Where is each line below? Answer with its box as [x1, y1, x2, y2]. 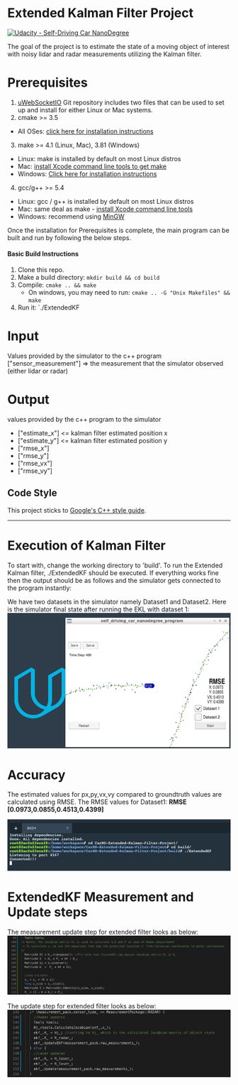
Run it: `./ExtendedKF [17, 303, 80, 312]
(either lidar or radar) [7, 367, 69, 376]
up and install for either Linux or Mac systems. [17, 105, 154, 114]
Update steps [7, 904, 89, 920]
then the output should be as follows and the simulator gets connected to [7, 576, 221, 584]
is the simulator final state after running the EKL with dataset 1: [7, 605, 190, 614]
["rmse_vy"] [17, 467, 53, 475]
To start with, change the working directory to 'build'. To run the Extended [7, 561, 223, 569]
